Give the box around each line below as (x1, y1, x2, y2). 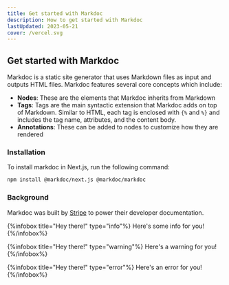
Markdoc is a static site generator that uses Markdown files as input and (7, 73, 212, 81)
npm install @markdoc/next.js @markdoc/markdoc (7, 176, 146, 183)
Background (7, 193, 50, 202)
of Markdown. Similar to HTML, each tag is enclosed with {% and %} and (17, 108, 220, 117)
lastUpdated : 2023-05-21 (7, 23, 78, 30)
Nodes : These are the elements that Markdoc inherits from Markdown (17, 94, 215, 102)
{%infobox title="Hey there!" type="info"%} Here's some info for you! (7, 222, 205, 230)
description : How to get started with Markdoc (7, 17, 143, 23)
